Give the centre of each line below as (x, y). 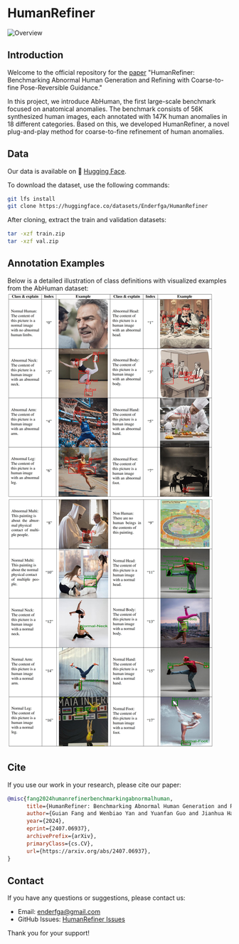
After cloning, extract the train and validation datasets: (87, 220)
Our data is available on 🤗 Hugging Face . (67, 171)
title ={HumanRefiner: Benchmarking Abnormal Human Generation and (127, 806)
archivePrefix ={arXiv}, (62, 837)
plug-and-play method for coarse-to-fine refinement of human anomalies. (116, 131)
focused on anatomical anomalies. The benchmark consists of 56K (105, 109)
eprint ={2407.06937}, (58, 829)
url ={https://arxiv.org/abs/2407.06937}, (89, 851)
